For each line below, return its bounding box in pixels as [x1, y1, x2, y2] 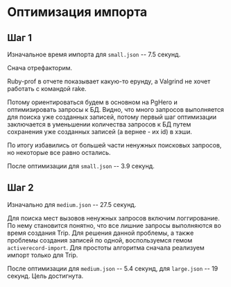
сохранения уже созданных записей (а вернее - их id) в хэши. [7, 128, 192, 136]
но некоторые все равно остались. [7, 149, 111, 156]
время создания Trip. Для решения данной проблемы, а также [7, 229, 194, 237]
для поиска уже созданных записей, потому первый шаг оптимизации [7, 113, 217, 121]
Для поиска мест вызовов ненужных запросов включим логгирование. [7, 213, 220, 222]
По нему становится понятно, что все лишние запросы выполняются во [7, 221, 222, 229]
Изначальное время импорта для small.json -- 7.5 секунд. [7, 50, 181, 58]
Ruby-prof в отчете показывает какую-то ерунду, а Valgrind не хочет [7, 77, 211, 85]
